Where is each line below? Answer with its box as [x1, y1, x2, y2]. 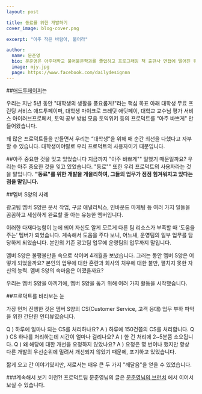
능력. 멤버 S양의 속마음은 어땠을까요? [17, 266, 104, 274]
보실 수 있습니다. [6, 381, 45, 389]
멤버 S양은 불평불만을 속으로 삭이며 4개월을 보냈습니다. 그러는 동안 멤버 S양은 [6, 251, 188, 259]
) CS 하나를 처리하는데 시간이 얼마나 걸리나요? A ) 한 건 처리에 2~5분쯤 [6, 333, 173, 340]
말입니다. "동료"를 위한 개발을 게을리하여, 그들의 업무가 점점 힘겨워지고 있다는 [12, 170, 194, 178]
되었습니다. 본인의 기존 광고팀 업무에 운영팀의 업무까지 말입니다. [22, 239, 171, 246]
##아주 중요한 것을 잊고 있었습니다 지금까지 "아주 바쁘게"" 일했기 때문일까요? [6, 155, 187, 163]
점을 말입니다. [6, 178, 39, 185]
